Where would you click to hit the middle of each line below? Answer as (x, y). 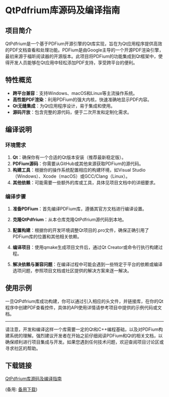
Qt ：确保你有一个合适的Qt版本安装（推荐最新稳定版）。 (69, 157)
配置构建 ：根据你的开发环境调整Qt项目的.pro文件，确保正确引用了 (81, 230)
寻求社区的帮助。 (23, 348)
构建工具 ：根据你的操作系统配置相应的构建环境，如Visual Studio (79, 170)
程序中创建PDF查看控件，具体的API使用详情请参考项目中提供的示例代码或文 (83, 307)
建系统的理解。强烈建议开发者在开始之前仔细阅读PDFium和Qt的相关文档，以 (84, 335)
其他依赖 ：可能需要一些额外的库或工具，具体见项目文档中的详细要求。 (85, 182)
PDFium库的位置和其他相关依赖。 (47, 236)
